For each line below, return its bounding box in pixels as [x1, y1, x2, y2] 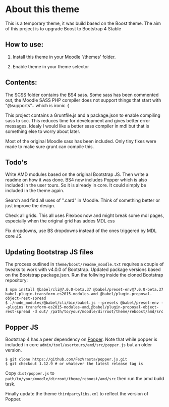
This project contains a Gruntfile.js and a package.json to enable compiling [5, 112, 160, 118]
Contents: [5, 78, 37, 87]
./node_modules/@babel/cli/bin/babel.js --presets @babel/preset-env [10, 300, 159, 305]
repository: [5, 277, 28, 284]
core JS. [5, 233, 23, 239]
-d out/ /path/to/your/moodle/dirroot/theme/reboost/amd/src [32, 309, 164, 314]
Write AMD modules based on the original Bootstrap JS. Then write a [5, 171, 149, 177]
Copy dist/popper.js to [5, 370, 54, 376]
